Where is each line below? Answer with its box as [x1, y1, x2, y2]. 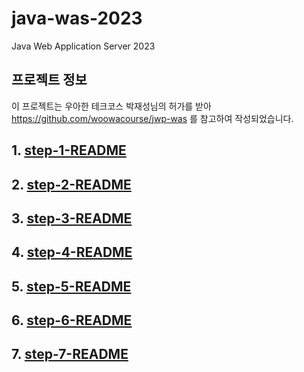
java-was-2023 [11, 7, 143, 30]
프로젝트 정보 [11, 72, 88, 89]
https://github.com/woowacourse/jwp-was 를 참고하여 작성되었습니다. [11, 112, 294, 124]
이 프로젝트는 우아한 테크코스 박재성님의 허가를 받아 [11, 100, 212, 112]
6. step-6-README [11, 312, 133, 329]
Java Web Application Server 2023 [11, 40, 156, 52]
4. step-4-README [11, 244, 133, 261]
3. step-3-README [11, 210, 133, 227]
